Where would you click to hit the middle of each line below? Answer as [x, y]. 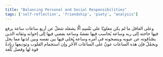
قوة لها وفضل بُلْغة [22, 49]
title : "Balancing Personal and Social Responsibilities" [66, 10]
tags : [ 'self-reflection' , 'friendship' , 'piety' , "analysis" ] [72, 14]
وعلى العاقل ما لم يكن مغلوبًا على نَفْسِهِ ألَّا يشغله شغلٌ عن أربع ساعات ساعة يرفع [80, 28]
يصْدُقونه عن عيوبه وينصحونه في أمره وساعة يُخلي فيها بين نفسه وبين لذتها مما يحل [81, 39]
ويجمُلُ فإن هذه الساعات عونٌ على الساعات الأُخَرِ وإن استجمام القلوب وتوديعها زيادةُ [81, 44]
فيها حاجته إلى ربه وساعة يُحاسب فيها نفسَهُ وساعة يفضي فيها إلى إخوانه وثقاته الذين [82, 33]
